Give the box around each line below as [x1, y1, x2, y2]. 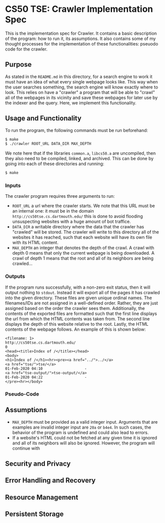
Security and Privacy [5, 459, 71, 468]
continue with [12, 445, 40, 451]
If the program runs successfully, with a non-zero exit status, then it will [5, 284, 151, 290]
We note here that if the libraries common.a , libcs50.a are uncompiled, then [5, 150, 156, 156]
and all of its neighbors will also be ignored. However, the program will [12, 440, 155, 446]
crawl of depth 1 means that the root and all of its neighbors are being [12, 256, 154, 261]
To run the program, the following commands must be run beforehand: [5, 127, 148, 133]
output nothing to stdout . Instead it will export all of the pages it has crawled [5, 289, 160, 295]
